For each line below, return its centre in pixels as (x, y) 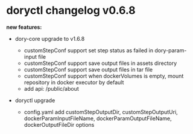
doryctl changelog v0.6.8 (71, 11)
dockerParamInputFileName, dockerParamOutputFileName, (98, 118)
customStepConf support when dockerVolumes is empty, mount (104, 76)
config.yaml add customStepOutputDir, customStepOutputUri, (101, 112)
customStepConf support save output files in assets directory (100, 63)
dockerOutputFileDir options (59, 124)
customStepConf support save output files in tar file (88, 69)
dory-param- (171, 50)
